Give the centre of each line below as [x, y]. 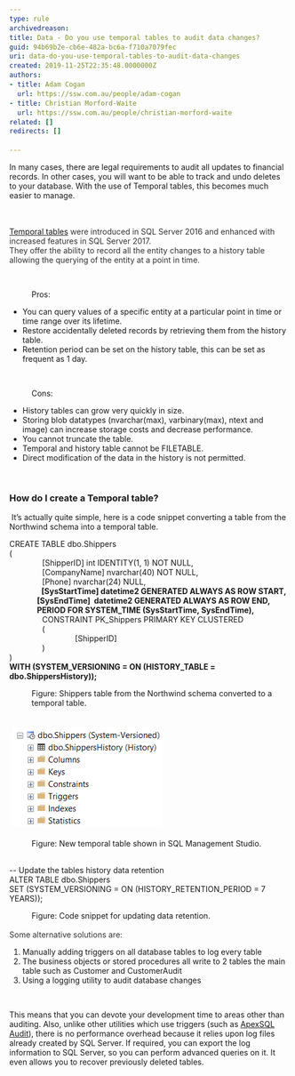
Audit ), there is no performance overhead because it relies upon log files [142, 1034]
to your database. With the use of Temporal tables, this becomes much [139, 186]
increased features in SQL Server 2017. [80, 241]
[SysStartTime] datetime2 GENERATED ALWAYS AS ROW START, [164, 591]
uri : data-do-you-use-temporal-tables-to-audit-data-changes [125, 56]
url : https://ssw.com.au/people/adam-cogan [99, 93]
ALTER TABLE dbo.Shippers [60, 879]
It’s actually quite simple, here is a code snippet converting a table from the [149, 518]
